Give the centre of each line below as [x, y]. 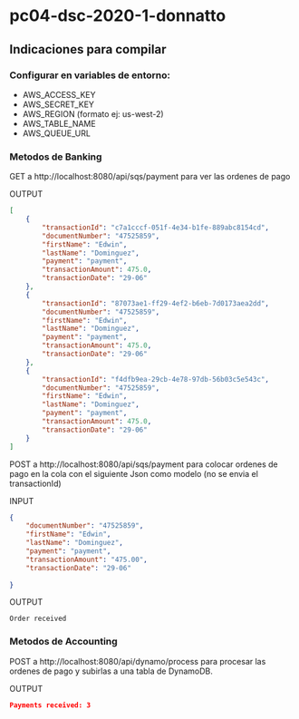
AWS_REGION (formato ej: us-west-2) [93, 113]
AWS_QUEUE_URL [56, 133]
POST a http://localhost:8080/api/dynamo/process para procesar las [138, 661]
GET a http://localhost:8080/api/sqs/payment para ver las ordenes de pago [150, 177]
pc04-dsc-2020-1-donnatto [118, 16]
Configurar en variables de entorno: [90, 75]
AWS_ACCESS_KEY [59, 94]
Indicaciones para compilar [88, 49]
